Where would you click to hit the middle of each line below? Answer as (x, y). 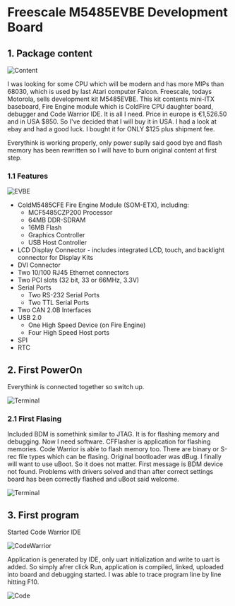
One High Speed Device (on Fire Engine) (87, 325)
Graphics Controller (56, 235)
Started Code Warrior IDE (44, 532)
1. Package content (50, 53)
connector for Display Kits (55, 258)
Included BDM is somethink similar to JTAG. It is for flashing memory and (113, 434)
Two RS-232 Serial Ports (64, 295)
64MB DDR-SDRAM (57, 220)
